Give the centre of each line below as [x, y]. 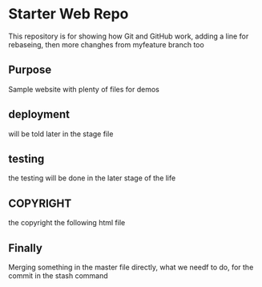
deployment [39, 114]
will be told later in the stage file [61, 134]
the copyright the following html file [67, 223]
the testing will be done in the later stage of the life [92, 178]
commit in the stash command [58, 276]
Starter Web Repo [69, 14]
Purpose [30, 70]
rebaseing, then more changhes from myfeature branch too [106, 44]
